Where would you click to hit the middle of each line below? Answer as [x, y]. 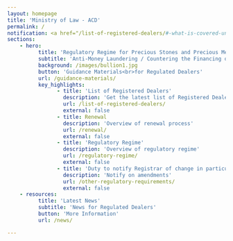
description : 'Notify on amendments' [117, 175]
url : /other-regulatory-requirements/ [119, 181]
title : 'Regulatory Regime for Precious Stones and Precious [128, 53]
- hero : [31, 46]
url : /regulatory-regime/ [100, 156]
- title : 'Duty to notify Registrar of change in [130, 168]
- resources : [38, 194]
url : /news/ [55, 220]
